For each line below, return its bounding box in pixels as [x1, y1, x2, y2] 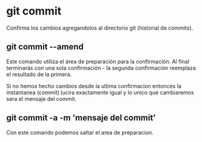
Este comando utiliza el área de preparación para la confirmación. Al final [6, 57, 190, 65]
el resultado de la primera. [6, 71, 72, 78]
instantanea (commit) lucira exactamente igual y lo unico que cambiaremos [6, 89, 194, 96]
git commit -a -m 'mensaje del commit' [6, 113, 156, 123]
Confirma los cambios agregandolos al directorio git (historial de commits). [6, 24, 194, 31]
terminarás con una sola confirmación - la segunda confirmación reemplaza [6, 64, 196, 71]
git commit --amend [6, 42, 84, 52]
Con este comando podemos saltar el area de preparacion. [6, 129, 153, 136]
